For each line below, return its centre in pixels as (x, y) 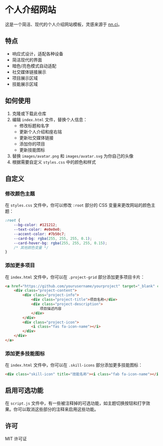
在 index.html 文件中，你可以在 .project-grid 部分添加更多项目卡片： (75, 277)
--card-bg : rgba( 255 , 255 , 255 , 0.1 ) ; (53, 238)
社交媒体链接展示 (29, 72)
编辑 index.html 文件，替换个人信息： (50, 119)
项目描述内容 (50, 309)
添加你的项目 (32, 144)
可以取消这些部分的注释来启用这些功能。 (58, 409)
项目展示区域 (25, 78)
